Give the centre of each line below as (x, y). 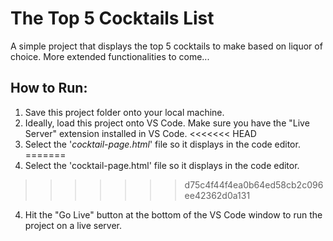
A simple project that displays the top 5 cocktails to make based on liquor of (166, 46)
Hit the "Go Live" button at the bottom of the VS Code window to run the (173, 214)
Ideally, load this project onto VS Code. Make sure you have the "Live (167, 123)
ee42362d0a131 (217, 195)
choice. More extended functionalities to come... (110, 56)
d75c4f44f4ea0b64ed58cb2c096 (254, 184)
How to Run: (49, 88)
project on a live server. (73, 225)
